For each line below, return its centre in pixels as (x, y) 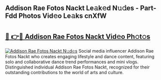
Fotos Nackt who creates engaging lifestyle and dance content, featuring (80, 56)
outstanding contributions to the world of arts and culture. (64, 72)
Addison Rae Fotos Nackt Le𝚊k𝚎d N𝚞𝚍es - (72, 8)
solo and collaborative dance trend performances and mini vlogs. (72, 62)
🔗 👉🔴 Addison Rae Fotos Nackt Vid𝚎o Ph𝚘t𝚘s (78, 37)
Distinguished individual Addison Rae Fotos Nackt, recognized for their (78, 67)
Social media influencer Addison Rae (116, 51)
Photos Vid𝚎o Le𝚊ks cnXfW (63, 16)
